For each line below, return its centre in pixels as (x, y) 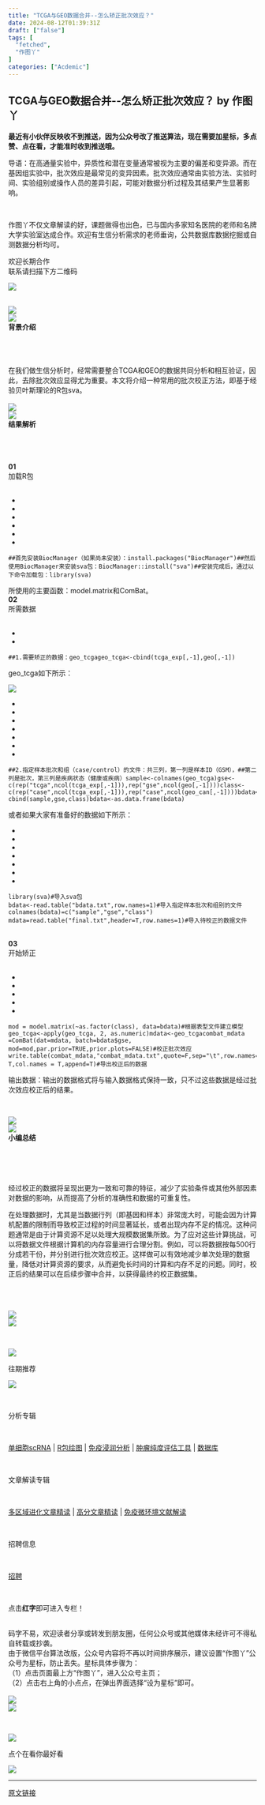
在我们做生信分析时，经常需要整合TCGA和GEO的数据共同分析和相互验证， (129, 370)
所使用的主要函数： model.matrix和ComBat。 (80, 590)
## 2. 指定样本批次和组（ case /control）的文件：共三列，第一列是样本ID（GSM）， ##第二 (132, 770)
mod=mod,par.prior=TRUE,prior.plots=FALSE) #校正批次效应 (100, 1049)
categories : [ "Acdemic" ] (49, 67)
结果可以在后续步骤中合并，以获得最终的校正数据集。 (115, 1273)
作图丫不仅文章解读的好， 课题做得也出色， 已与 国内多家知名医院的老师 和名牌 (132, 224)
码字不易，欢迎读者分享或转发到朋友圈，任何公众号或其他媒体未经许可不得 (129, 1633)
